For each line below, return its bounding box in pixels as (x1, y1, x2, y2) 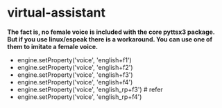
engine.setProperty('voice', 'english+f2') (17, 63, 133, 71)
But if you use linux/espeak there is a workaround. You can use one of (7, 35, 213, 43)
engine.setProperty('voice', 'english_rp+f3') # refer (17, 85, 163, 93)
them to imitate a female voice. (7, 42, 99, 51)
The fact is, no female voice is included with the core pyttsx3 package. (7, 28, 215, 36)
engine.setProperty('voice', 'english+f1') (17, 55, 132, 64)
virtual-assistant (7, 5, 106, 21)
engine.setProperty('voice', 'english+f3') (17, 71, 133, 79)
